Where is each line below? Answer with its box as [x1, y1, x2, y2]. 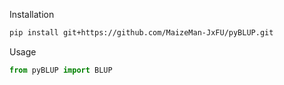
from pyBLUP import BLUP [9, 65, 113, 75]
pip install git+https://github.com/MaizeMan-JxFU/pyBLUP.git [9, 28, 274, 38]
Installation [9, 9, 55, 20]
